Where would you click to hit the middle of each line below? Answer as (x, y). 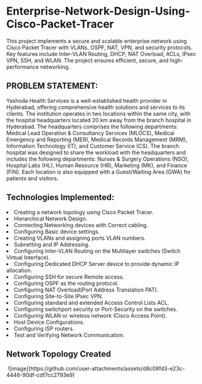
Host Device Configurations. (49, 322)
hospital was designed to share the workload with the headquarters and (96, 152)
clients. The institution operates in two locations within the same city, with (99, 113)
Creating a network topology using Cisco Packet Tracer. (84, 212)
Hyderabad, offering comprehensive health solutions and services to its (96, 107)
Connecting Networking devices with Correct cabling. (81, 225)
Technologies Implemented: (60, 197)
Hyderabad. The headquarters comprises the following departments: (92, 127)
